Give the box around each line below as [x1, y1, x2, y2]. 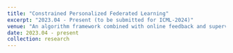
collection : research [7, 36, 70, 43]
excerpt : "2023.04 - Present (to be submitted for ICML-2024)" [7, 17, 194, 23]
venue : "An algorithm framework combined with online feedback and [7, 23, 207, 30]
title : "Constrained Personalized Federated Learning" [7, 10, 169, 17]
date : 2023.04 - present [7, 29, 79, 36]
